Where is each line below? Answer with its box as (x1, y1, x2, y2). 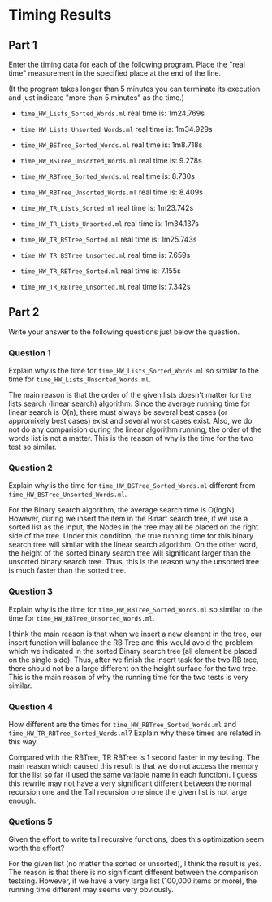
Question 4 (8, 701, 54, 712)
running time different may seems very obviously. (8, 885, 174, 895)
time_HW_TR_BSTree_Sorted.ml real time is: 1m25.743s (19, 234, 197, 244)
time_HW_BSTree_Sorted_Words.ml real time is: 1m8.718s (19, 140, 203, 150)
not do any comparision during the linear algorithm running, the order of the (8, 425, 262, 434)
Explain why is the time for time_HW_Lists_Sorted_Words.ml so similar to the (8, 366, 260, 376)
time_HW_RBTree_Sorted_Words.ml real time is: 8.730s (19, 172, 195, 181)
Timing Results (8, 6, 112, 24)
